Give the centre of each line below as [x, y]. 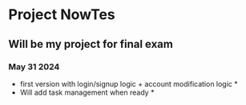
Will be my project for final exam [91, 44]
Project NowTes [62, 15]
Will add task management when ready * [87, 92]
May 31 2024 [34, 67]
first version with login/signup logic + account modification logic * [129, 84]
